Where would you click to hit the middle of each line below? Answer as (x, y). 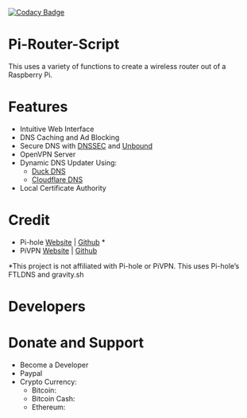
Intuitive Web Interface (57, 129)
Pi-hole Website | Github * (62, 242)
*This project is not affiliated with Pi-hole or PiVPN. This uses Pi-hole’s (124, 265)
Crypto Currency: (48, 381)
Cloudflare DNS (57, 180)
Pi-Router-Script (64, 45)
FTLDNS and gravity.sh (46, 274)
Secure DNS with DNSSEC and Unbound (86, 145)
